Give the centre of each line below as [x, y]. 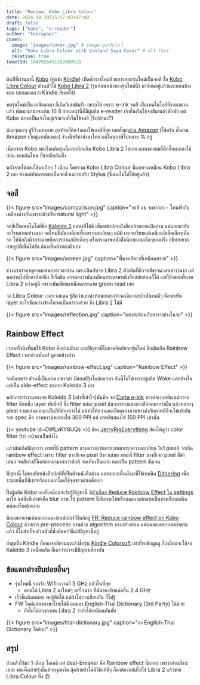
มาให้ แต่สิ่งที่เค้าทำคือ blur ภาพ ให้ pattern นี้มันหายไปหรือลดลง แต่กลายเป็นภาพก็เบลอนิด [97, 499]
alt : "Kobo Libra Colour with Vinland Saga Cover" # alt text [90, 51]
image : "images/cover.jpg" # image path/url [68, 46]
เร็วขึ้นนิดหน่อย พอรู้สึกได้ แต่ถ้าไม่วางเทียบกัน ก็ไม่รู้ [65, 597]
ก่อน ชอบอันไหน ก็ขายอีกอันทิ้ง [36, 155]
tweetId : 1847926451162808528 [44, 62]
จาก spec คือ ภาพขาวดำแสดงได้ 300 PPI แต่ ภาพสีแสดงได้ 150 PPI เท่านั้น [83, 417]
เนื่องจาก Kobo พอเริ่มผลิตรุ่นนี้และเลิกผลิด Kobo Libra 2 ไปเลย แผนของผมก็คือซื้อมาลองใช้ [99, 148]
